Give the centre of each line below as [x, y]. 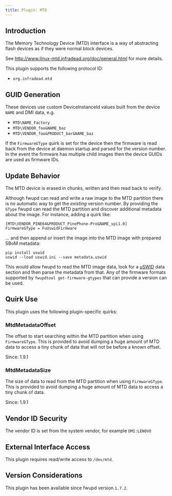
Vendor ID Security [36, 418]
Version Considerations [44, 475]
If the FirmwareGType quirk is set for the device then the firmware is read [81, 143]
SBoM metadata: [23, 243]
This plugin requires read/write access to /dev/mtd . [59, 460]
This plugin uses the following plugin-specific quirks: [61, 312]
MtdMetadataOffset [31, 325]
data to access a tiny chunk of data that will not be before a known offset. [83, 347]
